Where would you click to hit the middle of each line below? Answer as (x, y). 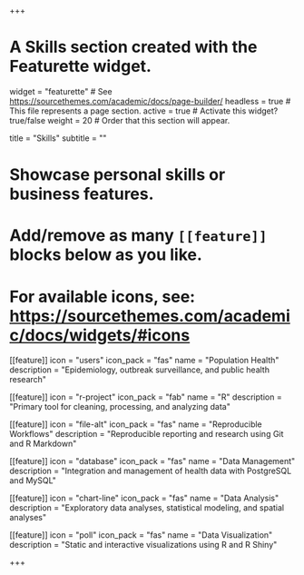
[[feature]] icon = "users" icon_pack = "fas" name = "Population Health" (144, 361)
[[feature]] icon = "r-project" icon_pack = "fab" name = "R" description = (146, 397)
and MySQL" (33, 481)
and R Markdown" (43, 444)
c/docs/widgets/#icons (100, 335)
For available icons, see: (103, 297)
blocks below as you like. (106, 255)
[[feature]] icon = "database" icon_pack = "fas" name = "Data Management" (152, 461)
